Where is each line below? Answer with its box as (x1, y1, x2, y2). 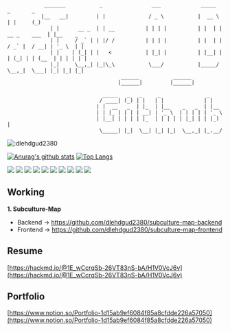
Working (7, 187, 45, 198)
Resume (7, 245, 43, 257)
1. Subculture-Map (7, 205, 62, 213)
